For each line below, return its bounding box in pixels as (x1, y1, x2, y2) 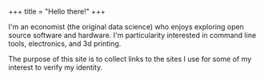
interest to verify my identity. (8, 63, 103, 72)
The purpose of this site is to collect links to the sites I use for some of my (8, 55, 252, 63)
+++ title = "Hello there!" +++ (8, 7, 106, 16)
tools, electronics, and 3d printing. (8, 39, 122, 48)
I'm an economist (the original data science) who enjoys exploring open (8, 22, 244, 31)
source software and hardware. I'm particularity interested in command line (8, 31, 257, 40)
